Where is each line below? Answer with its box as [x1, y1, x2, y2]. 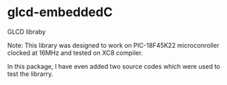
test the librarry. [7, 70, 54, 78]
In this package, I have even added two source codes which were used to [7, 62, 221, 70]
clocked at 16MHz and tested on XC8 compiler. [7, 48, 143, 57]
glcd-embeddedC [7, 4, 113, 20]
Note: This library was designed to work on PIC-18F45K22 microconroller [7, 41, 220, 49]
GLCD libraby [7, 27, 46, 36]
